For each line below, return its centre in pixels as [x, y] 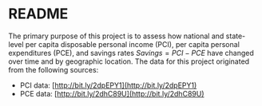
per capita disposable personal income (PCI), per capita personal [132, 44]
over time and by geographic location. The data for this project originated [129, 61]
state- [236, 36]
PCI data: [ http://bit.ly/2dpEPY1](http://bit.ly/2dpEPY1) [108, 85]
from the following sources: [54, 69]
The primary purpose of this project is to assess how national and [116, 36]
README [38, 14]
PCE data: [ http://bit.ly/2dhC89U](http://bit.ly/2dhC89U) [112, 93]
